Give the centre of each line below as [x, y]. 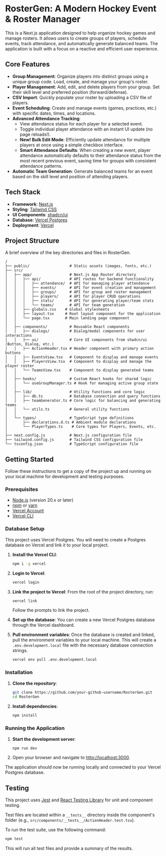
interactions [19, 335]
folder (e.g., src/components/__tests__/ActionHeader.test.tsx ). [70, 820]
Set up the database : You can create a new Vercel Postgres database [83, 620]
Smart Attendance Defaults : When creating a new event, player [85, 150]
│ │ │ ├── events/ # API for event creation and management [81, 288]
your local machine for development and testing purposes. [65, 476]
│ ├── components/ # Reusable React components [67, 327]
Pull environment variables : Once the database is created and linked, [83, 635]
